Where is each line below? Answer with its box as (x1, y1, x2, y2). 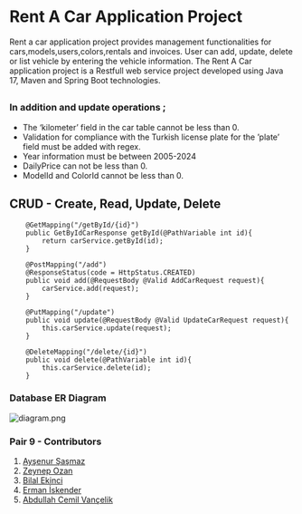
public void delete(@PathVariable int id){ (25, 355, 193, 364)
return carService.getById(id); (42, 236, 165, 246)
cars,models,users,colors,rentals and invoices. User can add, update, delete (9, 45, 294, 56)
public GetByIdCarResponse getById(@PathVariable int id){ (25, 228, 253, 238)
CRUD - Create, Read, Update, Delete (9, 197, 222, 212)
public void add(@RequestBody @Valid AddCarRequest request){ (25, 276, 265, 285)
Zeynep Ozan (22, 465, 73, 477)
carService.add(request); (42, 284, 140, 293)
